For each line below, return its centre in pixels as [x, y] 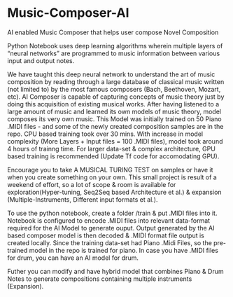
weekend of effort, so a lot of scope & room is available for [92, 184]
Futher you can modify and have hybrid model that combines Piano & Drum [115, 271]
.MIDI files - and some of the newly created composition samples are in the [115, 126]
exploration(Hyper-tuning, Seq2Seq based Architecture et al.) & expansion [114, 192]
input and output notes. [41, 60]
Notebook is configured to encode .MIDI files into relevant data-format [109, 220]
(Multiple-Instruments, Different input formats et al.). [83, 199]
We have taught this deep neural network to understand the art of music [111, 74]
